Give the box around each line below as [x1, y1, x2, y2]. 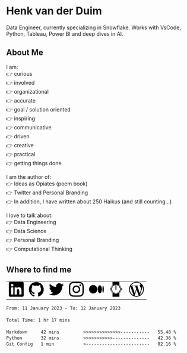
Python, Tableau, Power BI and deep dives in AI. [6, 30, 123, 37]
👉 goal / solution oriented [6, 106, 71, 113]
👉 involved [6, 79, 35, 86]
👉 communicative [6, 123, 52, 131]
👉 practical [6, 150, 36, 157]
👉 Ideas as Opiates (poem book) [6, 180, 88, 187]
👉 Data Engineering [6, 218, 56, 225]
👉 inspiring [6, 114, 36, 122]
